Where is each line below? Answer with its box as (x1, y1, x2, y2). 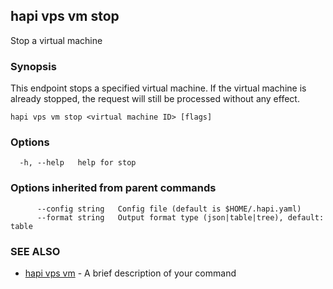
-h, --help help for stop (19, 158, 137, 168)
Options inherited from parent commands (10, 181, 217, 195)
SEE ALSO (10, 244, 61, 258)
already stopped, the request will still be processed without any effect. (10, 93, 300, 105)
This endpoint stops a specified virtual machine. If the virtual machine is (10, 82, 307, 94)
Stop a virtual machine (10, 34, 103, 46)
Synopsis (10, 59, 57, 73)
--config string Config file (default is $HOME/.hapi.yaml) (36, 204, 302, 214)
